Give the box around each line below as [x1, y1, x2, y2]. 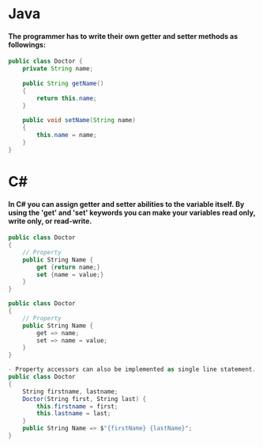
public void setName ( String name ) [22, 117, 136, 124]
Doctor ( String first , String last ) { [22, 395, 147, 403]
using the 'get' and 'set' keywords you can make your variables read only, [8, 208, 256, 217]
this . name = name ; [36, 132, 97, 139]
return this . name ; [36, 94, 97, 102]
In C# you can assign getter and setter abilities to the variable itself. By [8, 199, 245, 208]
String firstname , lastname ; [22, 388, 118, 395]
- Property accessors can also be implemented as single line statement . [8, 365, 257, 373]
